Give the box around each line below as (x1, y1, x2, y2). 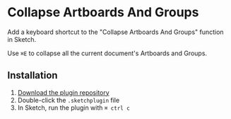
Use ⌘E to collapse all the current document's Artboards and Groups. (7, 49, 207, 57)
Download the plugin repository (17, 88, 109, 96)
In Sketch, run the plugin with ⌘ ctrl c (17, 103, 131, 112)
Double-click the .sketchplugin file (17, 96, 120, 104)
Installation (7, 69, 58, 81)
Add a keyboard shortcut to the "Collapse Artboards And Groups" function (7, 28, 224, 36)
